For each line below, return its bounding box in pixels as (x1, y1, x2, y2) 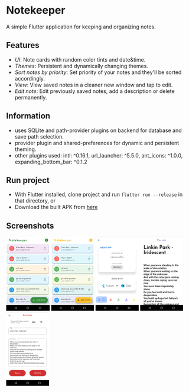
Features (6, 40, 40, 50)
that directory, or (14, 197, 56, 204)
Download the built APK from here (14, 204, 98, 211)
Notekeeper (6, 4, 66, 17)
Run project (6, 175, 50, 185)
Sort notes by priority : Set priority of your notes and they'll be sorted (14, 69, 182, 76)
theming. (14, 146, 37, 153)
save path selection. (14, 133, 64, 140)
